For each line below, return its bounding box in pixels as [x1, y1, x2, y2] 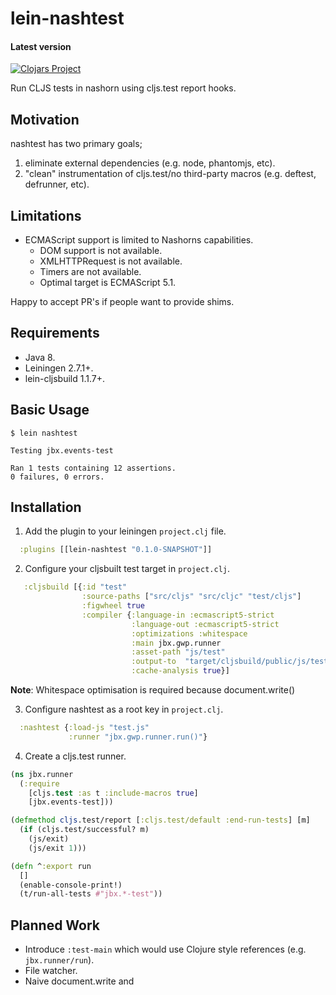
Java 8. [24, 351, 56, 363]
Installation [10, 499, 82, 516]
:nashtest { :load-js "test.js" [19, 723, 150, 733]
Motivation [10, 111, 80, 128]
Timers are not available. [39, 266, 142, 278]
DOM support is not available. [39, 245, 163, 257]
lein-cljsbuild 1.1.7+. [24, 372, 106, 384]
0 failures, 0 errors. [10, 472, 105, 482]
